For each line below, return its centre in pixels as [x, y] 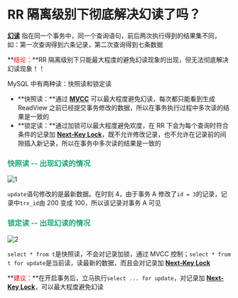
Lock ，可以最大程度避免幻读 [62, 287]
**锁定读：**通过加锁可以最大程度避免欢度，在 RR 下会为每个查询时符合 [123, 125]
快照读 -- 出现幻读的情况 [49, 163]
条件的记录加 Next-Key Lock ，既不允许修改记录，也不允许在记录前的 [119, 134]
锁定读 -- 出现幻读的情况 [49, 223]
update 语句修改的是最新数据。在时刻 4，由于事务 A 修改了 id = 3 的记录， [114, 194]
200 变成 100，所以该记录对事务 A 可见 [104, 203]
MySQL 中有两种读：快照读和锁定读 [60, 83]
